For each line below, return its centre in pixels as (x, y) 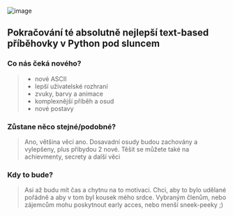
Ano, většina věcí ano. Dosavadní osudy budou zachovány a (111, 142)
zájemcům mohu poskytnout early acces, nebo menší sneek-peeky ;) (124, 205)
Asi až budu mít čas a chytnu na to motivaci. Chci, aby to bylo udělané (125, 190)
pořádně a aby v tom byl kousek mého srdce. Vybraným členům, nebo (125, 197)
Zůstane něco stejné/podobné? (62, 127)
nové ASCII (51, 79)
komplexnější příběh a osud (74, 101)
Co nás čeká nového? (44, 64)
